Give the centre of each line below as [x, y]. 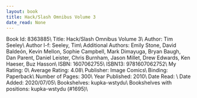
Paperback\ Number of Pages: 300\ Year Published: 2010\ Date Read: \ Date [98, 76]
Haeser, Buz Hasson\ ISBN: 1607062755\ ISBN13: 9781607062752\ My [91, 64]
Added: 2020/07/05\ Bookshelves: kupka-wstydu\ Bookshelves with [89, 83]
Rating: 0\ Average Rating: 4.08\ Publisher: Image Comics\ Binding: [87, 70]
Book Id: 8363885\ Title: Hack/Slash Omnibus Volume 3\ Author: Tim [90, 39]
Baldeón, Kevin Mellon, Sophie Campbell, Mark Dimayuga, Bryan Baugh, [94, 52]
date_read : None [26, 22]
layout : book [22, 11]
